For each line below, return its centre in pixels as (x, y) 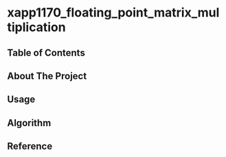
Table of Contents (46, 53)
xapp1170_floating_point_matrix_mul (113, 13)
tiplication (37, 27)
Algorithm (29, 123)
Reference (30, 146)
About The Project (47, 76)
